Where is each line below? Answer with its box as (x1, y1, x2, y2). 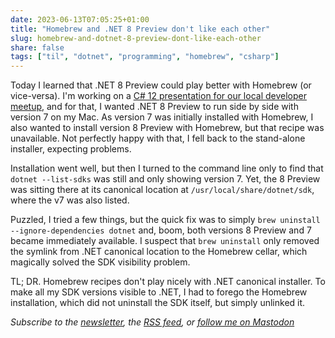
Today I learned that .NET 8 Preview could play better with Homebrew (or (10, 79, 312, 91)
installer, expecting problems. (10, 143, 132, 155)
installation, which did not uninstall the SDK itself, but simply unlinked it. (10, 297, 306, 309)
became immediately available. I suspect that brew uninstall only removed (10, 235, 320, 247)
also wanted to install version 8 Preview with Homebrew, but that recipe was (10, 122, 325, 134)
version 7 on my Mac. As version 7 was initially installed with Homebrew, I (10, 111, 314, 123)
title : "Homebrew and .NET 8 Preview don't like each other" (10, 24, 271, 34)
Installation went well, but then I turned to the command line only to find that (10, 162, 324, 175)
